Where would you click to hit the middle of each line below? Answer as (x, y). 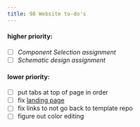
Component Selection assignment (66, 52)
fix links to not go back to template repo (75, 108)
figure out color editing (51, 116)
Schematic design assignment (61, 60)
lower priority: (29, 77)
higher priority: (30, 37)
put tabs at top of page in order (63, 92)
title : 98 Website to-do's (47, 14)
